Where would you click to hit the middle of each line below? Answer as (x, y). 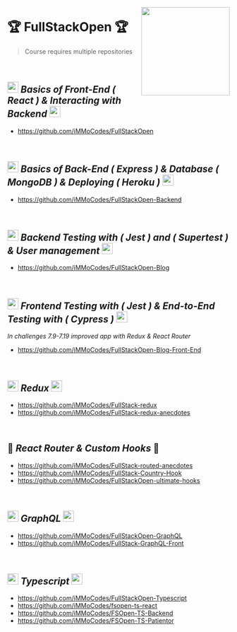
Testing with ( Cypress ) (61, 319)
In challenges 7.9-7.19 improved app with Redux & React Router (99, 337)
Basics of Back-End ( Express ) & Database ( (120, 169)
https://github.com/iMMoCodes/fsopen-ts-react (87, 606)
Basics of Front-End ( (68, 89)
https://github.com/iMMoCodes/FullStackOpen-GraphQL (100, 536)
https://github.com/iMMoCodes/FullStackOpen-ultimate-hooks (109, 480)
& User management (54, 251)
